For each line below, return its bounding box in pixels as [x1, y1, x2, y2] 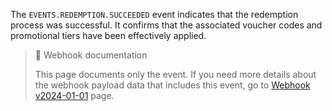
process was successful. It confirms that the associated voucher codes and [10, 19, 323, 31]
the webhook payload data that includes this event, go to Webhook [34, 79, 311, 91]
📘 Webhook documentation [34, 49, 148, 61]
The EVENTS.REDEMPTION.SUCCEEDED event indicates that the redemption [10, 9, 299, 20]
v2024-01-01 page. [34, 90, 115, 101]
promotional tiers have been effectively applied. [10, 30, 207, 41]
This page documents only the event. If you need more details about [34, 69, 317, 80]
